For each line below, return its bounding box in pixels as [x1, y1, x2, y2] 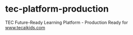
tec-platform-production [5, 3, 109, 15]
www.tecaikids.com [5, 24, 45, 30]
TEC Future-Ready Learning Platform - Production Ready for [5, 19, 128, 25]
